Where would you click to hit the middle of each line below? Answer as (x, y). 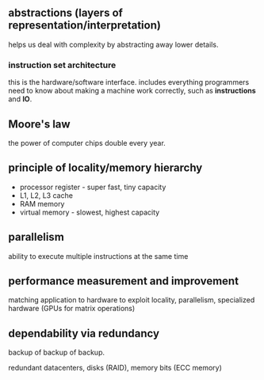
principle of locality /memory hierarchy (105, 168)
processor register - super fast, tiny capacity (93, 187)
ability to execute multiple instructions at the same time (98, 256)
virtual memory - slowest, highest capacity (90, 212)
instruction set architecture (62, 65)
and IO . (20, 99)
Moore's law (39, 124)
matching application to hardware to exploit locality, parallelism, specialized (132, 300)
